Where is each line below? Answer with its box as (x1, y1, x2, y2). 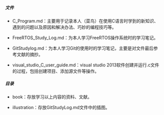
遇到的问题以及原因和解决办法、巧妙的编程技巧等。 (12, 24, 117, 30)
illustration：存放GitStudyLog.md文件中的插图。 (12, 104, 110, 110)
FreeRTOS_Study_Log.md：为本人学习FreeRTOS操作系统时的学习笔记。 (12, 35, 159, 41)
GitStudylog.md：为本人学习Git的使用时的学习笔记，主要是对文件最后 (12, 45, 154, 51)
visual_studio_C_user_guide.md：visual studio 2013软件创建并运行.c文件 (12, 62, 160, 68)
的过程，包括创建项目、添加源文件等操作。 (12, 68, 99, 74)
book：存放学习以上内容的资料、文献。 (12, 94, 92, 100)
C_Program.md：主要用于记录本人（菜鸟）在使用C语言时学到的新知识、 (12, 18, 159, 24)
